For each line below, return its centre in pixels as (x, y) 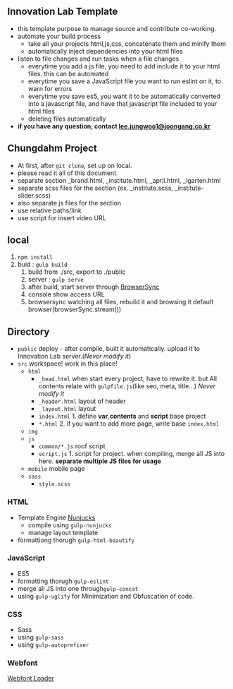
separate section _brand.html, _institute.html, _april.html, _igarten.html (119, 180)
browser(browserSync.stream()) (75, 309)
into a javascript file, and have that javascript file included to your (122, 103)
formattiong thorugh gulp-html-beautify (76, 540)
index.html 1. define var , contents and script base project (122, 417)
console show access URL (66, 294)
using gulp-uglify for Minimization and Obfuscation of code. (106, 596)
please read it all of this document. (68, 173)
